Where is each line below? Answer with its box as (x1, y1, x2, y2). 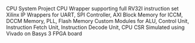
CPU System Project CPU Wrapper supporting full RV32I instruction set (6, 5, 179, 12)
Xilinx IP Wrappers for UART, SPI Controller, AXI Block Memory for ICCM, (6, 11, 183, 18)
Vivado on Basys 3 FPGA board (6, 30, 82, 37)
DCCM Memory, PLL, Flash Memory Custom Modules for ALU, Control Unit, (6, 18, 190, 24)
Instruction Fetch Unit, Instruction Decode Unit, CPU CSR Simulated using (6, 24, 185, 31)
